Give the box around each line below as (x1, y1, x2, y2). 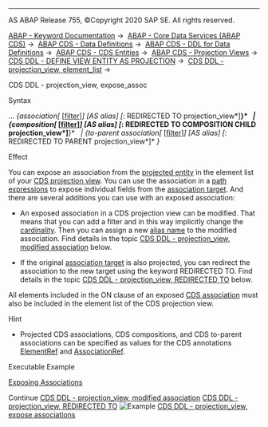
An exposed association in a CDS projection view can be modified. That (19, 208, 255, 218)
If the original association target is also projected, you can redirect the (19, 258, 250, 267)
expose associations (8, 410, 76, 419)
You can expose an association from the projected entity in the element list (8, 168, 254, 176)
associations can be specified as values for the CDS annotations (19, 338, 232, 347)
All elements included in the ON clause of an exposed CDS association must (8, 291, 258, 299)
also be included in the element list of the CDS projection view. (8, 299, 214, 308)
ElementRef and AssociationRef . (19, 346, 125, 356)
